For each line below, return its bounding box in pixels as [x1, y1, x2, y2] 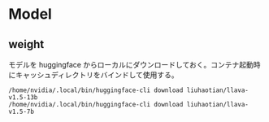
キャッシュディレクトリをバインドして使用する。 [15, 70, 179, 80]
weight [8, 37, 45, 51]
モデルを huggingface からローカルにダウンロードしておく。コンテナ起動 [8, 60, 254, 69]
